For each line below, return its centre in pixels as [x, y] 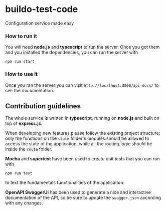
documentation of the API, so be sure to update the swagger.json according [83, 198]
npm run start [20, 62]
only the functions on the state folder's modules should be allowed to [77, 138]
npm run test [19, 173]
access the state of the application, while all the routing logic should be [79, 144]
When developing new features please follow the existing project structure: [83, 133]
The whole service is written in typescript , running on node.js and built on [82, 118]
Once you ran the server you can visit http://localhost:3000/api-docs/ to [82, 85]
